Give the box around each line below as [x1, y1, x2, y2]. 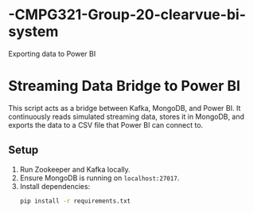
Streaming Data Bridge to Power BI [8, 77, 241, 95]
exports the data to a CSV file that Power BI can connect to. [8, 120, 204, 129]
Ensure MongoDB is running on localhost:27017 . [19, 173, 180, 183]
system [8, 22, 59, 41]
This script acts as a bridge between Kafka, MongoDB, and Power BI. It [8, 103, 241, 112]
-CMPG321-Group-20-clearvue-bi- [8, 6, 247, 24]
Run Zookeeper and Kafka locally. [19, 164, 131, 174]
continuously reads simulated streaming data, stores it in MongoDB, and [8, 112, 245, 121]
